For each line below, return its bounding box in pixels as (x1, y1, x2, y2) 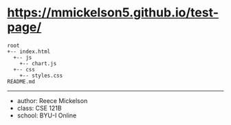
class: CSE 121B (16, 104, 62, 112)
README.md (7, 78, 36, 85)
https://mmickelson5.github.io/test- (7, 5, 219, 21)
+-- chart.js (19, 60, 57, 67)
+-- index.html (7, 48, 51, 55)
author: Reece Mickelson (16, 96, 88, 104)
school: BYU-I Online (16, 111, 77, 120)
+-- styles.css (19, 72, 63, 79)
